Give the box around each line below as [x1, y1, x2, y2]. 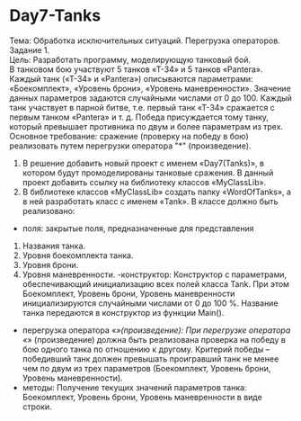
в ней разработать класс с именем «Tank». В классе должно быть [22, 195, 279, 207]
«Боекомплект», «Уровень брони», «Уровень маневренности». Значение [9, 83, 292, 94]
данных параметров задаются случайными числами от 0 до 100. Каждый [9, 92, 292, 103]
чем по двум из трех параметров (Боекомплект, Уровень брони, [22, 363, 271, 373]
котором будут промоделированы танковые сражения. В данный [22, 167, 274, 178]
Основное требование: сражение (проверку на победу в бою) [9, 130, 249, 141]
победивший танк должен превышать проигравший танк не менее [22, 353, 279, 364]
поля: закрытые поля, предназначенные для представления [22, 222, 254, 234]
